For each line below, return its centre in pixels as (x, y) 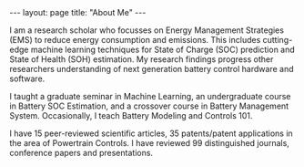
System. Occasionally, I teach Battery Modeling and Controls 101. (131, 115)
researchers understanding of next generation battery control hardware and (152, 69)
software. (27, 78)
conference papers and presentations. (81, 153)
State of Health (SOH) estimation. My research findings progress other (142, 59)
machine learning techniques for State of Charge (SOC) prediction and (163, 49)
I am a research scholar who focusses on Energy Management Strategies (147, 30)
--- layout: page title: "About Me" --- (78, 12)
